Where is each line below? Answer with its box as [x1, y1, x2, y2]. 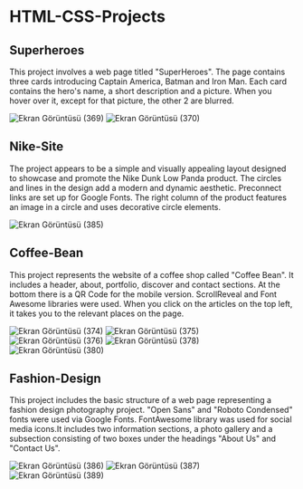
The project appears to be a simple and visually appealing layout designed [9, 163, 287, 174]
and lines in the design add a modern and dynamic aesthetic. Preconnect [9, 182, 282, 193]
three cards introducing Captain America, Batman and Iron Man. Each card [9, 76, 288, 87]
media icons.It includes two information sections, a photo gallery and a [9, 424, 273, 435]
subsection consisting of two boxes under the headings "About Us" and [9, 433, 277, 445]
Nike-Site [9, 139, 64, 155]
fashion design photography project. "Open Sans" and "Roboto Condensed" [9, 405, 293, 416]
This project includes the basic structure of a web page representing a [9, 395, 272, 406]
